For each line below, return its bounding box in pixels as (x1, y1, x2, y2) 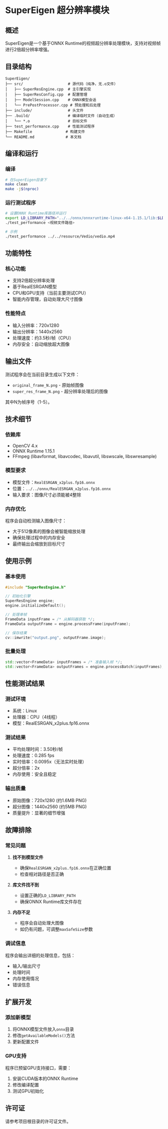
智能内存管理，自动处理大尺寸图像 (12, 296, 83, 302)
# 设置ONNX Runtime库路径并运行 (5, 211, 66, 216)
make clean (5, 182, 28, 187)
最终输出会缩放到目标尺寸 (12, 540, 65, 546)
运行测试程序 (5, 199, 36, 206)
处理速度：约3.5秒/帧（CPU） (12, 334, 74, 340)
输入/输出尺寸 (12, 963, 41, 969)
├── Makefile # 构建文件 (5, 129, 85, 134)
